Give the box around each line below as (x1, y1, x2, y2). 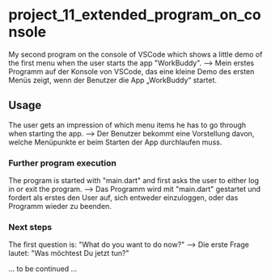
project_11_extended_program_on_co (8, 6, 261, 24)
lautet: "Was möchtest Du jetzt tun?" (8, 249, 129, 258)
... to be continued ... (8, 264, 78, 274)
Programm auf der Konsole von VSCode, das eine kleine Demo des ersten (8, 66, 255, 76)
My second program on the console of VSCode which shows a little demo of (8, 49, 263, 59)
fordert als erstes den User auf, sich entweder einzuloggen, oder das (8, 193, 239, 203)
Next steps (8, 221, 53, 232)
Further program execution (8, 157, 117, 169)
